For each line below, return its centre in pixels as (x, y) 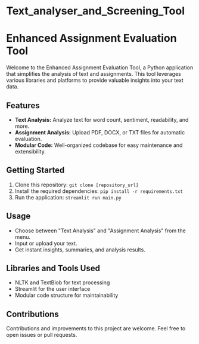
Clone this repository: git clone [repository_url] (77, 185)
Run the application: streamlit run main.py (68, 197)
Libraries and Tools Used (53, 268)
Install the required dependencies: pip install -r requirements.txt (99, 191)
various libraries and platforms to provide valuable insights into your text (95, 80)
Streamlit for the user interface (52, 289)
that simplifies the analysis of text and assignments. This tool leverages (94, 74)
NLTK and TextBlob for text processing (62, 282)
